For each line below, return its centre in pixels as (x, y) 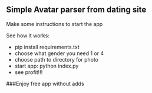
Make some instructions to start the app (54, 24)
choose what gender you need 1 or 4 (59, 53)
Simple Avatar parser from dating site (76, 10)
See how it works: (28, 36)
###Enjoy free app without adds (45, 84)
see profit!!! (29, 72)
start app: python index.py (47, 66)
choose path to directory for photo (57, 59)
